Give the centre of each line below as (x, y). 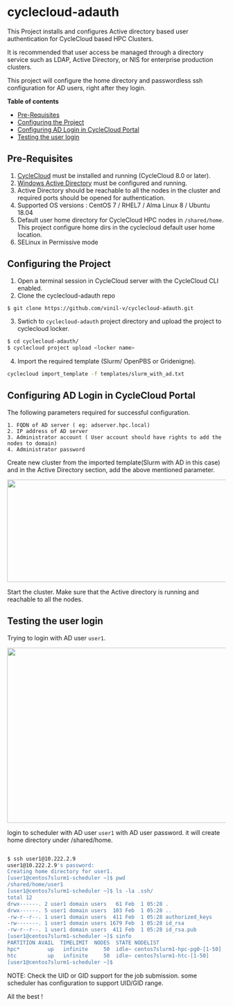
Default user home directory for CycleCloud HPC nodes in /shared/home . (120, 220)
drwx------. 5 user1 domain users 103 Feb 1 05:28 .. (89, 910)
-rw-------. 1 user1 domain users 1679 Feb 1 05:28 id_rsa (96, 923)
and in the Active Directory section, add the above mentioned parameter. (111, 469)
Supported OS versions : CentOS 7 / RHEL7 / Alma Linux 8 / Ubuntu (113, 205)
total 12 (20, 898)
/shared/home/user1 (35, 885)
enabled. (30, 288)
